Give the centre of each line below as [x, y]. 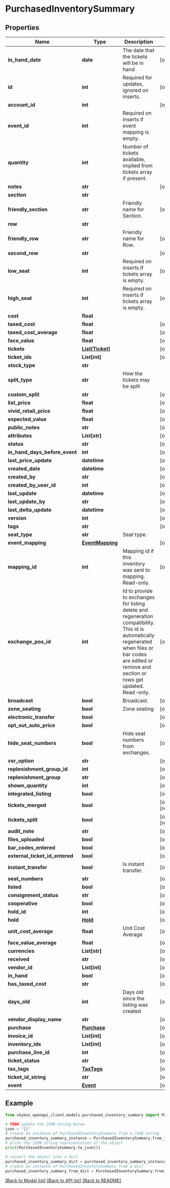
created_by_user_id [32, 485]
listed [15, 887]
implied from [138, 166]
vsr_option [21, 761]
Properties [22, 28]
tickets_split [23, 820]
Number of [135, 147]
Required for [138, 78]
